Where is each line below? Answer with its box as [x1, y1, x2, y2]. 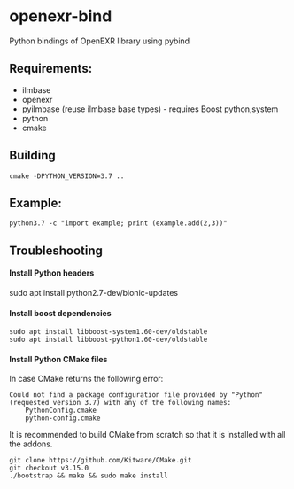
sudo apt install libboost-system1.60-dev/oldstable [9, 328, 208, 337]
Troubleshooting [9, 243, 104, 258]
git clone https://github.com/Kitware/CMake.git [9, 456, 192, 465]
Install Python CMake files [9, 353, 108, 364]
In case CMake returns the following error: [9, 374, 164, 384]
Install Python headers [9, 268, 95, 278]
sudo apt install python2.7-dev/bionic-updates [9, 287, 179, 298]
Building [9, 148, 56, 163]
